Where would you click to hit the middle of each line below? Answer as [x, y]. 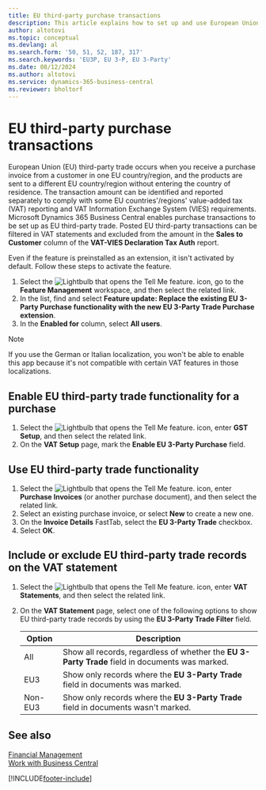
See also [30, 736]
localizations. [30, 371]
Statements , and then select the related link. [93, 595]
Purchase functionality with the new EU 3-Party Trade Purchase [147, 307]
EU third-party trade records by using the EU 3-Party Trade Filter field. [135, 619]
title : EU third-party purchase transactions [84, 15]
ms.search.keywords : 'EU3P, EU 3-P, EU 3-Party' [90, 60]
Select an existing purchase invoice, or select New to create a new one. [137, 513]
